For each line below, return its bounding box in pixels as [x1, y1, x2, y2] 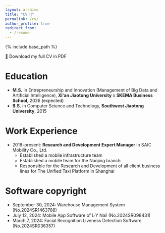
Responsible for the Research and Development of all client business [19, 163, 160, 169]
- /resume [9, 30, 30, 35]
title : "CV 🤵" [5, 12, 35, 17]
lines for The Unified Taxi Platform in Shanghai [19, 168, 115, 174]
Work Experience [5, 126, 78, 137]
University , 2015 [12, 108, 47, 114]
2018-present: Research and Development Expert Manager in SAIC [12, 141, 152, 147]
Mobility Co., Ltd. [12, 147, 48, 153]
